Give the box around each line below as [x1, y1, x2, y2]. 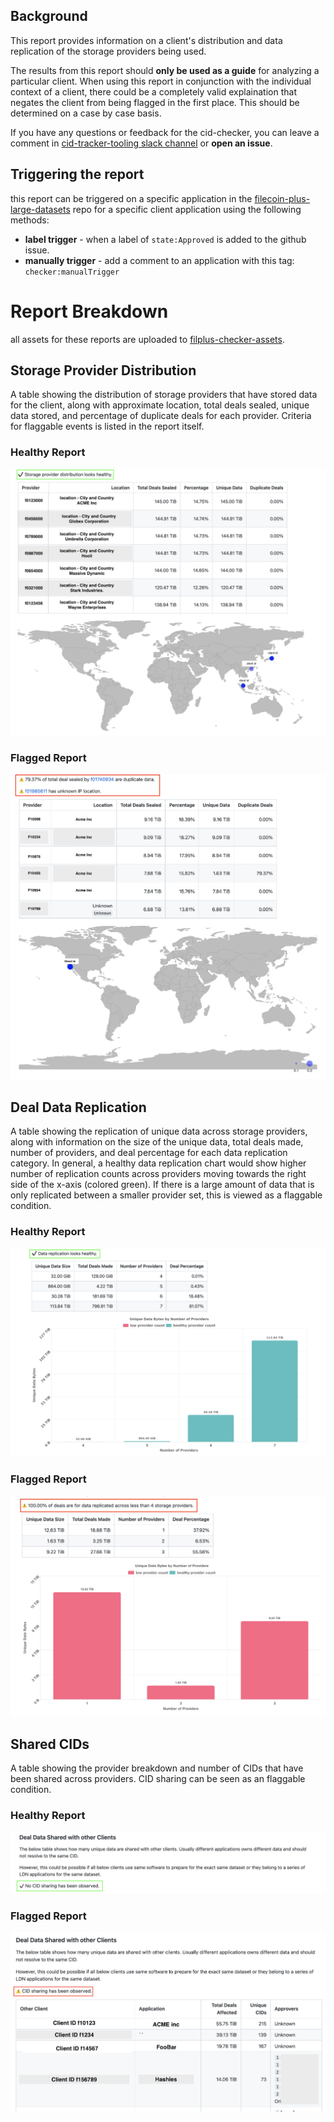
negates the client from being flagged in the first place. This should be [10, 96, 300, 108]
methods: [10, 214, 50, 226]
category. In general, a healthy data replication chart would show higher [10, 1157, 307, 1169]
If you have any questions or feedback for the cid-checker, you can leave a [10, 126, 320, 138]
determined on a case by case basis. [10, 107, 162, 119]
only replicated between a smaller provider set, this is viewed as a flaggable [10, 1189, 323, 1201]
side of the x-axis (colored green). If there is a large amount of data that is [10, 1179, 315, 1191]
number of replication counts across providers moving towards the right [10, 1168, 307, 1180]
